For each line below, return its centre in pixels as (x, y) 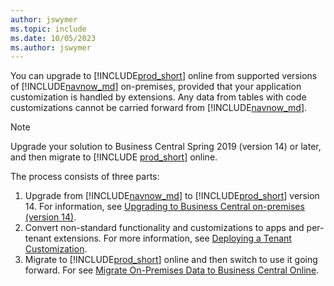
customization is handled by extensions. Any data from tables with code (158, 97)
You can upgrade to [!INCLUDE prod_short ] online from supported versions (164, 76)
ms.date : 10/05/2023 (53, 38)
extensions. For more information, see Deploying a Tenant (172, 238)
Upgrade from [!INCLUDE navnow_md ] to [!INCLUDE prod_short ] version (172, 196)
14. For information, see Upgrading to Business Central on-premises (164, 207)
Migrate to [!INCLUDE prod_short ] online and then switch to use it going (171, 260)
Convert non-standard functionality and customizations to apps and (164, 228)
